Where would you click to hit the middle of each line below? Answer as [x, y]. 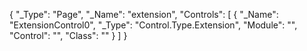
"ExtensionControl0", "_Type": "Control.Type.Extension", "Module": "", [153, 25]
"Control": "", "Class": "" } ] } [68, 35]
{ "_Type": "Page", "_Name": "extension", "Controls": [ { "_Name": [144, 14]
